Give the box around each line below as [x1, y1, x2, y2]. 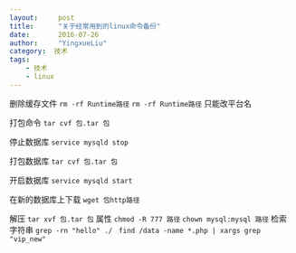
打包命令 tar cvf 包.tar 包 [9, 117, 110, 127]
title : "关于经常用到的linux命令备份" [9, 22, 161, 31]
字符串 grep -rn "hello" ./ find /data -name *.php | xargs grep [9, 224, 261, 235]
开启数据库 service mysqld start [9, 174, 133, 185]
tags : [9, 55, 30, 64]
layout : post [9, 13, 75, 23]
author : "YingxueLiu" [9, 38, 107, 48]
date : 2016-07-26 [9, 30, 100, 39]
